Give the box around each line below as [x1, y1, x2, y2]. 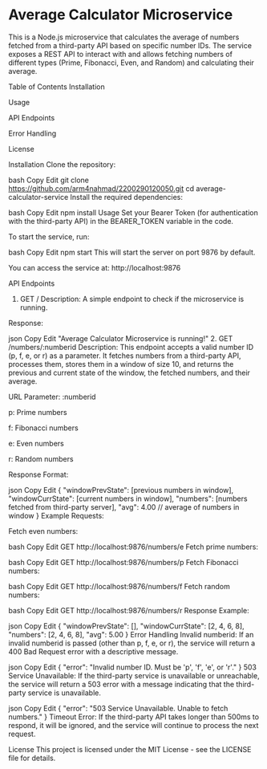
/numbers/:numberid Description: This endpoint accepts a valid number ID [8, 342, 254, 352]
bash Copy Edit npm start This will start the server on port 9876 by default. [8, 247, 256, 257]
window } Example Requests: [8, 511, 104, 520]
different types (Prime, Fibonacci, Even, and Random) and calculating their [8, 58, 255, 67]
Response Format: [8, 470, 69, 479]
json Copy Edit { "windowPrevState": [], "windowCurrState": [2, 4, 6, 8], [8, 620, 245, 631]
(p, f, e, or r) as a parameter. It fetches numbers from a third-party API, [8, 351, 241, 360]
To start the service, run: [8, 231, 90, 242]
